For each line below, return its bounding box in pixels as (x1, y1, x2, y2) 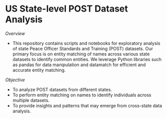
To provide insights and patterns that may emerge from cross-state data (12, 102, 162, 108)
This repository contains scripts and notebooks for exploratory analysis (12, 40, 160, 46)
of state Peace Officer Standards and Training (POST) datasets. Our (12, 45, 153, 51)
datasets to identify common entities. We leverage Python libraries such (12, 56, 162, 62)
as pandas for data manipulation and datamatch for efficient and (12, 62, 146, 68)
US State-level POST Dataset (5, 3, 128, 15)
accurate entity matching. (12, 67, 66, 73)
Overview (5, 30, 25, 36)
